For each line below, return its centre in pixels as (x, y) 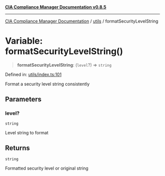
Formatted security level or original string (47, 168)
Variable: (24, 41)
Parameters (23, 99)
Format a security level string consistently (47, 84)
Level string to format (27, 132)
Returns (18, 148)
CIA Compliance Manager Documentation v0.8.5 (56, 7)
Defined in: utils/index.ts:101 (33, 74)
